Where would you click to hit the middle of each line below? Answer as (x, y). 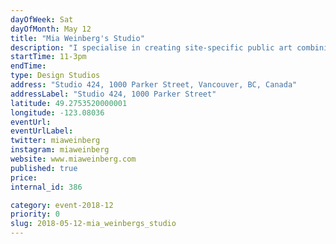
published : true (44, 168)
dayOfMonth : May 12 (51, 29)
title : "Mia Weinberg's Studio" (77, 38)
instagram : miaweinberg (60, 150)
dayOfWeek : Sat (42, 19)
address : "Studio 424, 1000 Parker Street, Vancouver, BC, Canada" (154, 85)
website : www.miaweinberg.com (73, 159)
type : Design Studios (55, 76)
